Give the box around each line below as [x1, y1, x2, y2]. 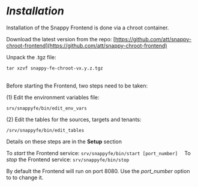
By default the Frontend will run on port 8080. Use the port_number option [6, 167, 190, 174]
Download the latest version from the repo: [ [6, 35, 116, 43]
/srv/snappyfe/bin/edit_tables [6, 127, 85, 133]
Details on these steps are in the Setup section [6, 138, 122, 145]
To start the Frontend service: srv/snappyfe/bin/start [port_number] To [6, 149, 191, 156]
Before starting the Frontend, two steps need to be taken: [6, 82, 148, 89]
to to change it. [6, 174, 44, 181]
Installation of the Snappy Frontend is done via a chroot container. [6, 24, 169, 31]
